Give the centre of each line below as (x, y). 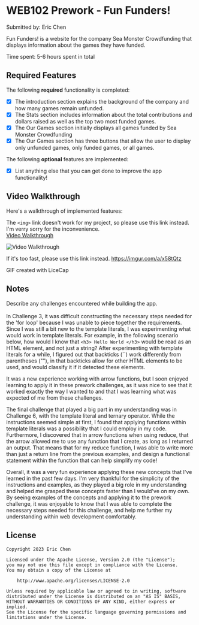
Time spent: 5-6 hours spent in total (50, 56)
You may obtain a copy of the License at (59, 570)
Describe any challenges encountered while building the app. (82, 303)
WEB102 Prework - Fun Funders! (88, 10)
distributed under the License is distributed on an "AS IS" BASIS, (94, 596)
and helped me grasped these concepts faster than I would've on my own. (98, 491)
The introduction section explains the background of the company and (102, 101)
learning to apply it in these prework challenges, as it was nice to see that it (99, 385)
